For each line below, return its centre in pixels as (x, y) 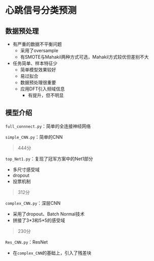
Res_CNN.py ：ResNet (27, 242)
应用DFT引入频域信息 (42, 89)
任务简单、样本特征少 (35, 63)
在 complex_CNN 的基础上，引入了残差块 (52, 253)
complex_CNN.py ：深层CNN (33, 203)
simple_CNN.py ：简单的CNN (34, 137)
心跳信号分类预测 (41, 10)
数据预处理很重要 (38, 82)
